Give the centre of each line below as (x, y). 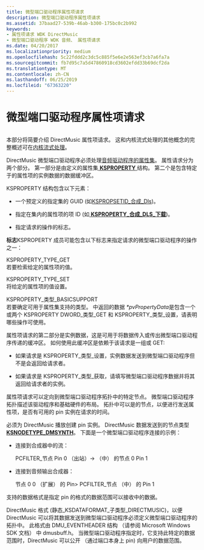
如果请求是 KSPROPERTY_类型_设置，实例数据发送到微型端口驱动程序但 (105, 355)
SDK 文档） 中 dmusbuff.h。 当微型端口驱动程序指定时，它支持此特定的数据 (101, 532)
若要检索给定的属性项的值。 (41, 267)
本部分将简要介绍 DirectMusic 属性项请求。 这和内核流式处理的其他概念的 (98, 139)
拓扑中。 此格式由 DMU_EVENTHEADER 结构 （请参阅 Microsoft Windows (98, 525)
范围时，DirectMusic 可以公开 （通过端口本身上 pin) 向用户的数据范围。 (96, 540)
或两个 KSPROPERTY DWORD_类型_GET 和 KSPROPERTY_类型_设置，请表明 (102, 315)
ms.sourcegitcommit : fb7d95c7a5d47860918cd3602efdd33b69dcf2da (88, 63)
